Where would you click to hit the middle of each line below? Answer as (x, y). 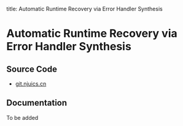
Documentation (37, 103)
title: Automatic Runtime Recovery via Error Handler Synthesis (84, 9)
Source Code (32, 69)
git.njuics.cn (31, 84)
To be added (22, 117)
